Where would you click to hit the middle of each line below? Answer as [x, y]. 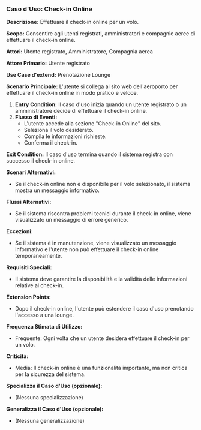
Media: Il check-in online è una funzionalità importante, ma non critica [101, 368]
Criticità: [17, 356]
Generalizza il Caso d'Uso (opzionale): [55, 409]
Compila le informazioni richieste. [65, 136]
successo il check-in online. [41, 161]
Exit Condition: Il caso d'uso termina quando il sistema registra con [89, 154]
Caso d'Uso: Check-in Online [49, 9]
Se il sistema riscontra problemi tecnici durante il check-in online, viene [103, 214]
